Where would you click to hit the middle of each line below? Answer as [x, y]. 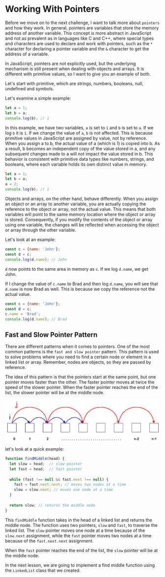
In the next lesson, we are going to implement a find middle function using [80, 565]
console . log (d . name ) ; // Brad [36, 319]
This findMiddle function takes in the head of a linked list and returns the [79, 520]
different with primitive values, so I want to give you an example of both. [78, 74]
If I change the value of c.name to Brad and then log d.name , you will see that [82, 284]
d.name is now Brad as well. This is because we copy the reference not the [80, 289]
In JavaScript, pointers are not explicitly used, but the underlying [70, 63]
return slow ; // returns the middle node [53, 505]
